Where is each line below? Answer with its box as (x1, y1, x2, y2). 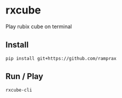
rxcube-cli (5, 87, 32, 93)
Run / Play (5, 72, 44, 82)
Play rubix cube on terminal (5, 23, 72, 30)
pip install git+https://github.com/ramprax (5, 55, 117, 62)
